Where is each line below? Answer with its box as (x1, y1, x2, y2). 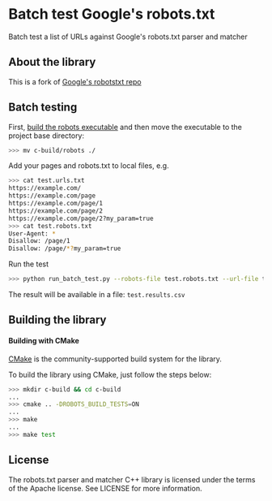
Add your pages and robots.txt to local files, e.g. (8, 161, 169, 171)
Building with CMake (8, 336, 79, 346)
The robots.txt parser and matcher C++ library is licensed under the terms (8, 474, 256, 484)
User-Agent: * (8, 229, 57, 238)
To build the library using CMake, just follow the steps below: (8, 369, 212, 379)
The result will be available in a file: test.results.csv (8, 290, 185, 300)
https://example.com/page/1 (8, 200, 104, 208)
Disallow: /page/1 (8, 237, 70, 245)
